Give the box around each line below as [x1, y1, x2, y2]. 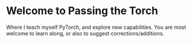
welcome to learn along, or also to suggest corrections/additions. [6, 29, 164, 37]
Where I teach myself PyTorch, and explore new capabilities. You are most [6, 24, 187, 31]
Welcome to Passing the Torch [6, 4, 158, 18]
